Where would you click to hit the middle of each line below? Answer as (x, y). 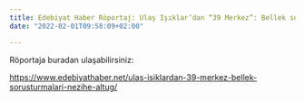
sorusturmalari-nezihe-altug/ (64, 87)
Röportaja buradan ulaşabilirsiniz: (72, 60)
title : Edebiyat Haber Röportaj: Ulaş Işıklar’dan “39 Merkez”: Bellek (148, 18)
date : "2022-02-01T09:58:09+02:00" (77, 26)
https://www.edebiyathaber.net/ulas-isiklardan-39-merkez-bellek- (133, 77)
